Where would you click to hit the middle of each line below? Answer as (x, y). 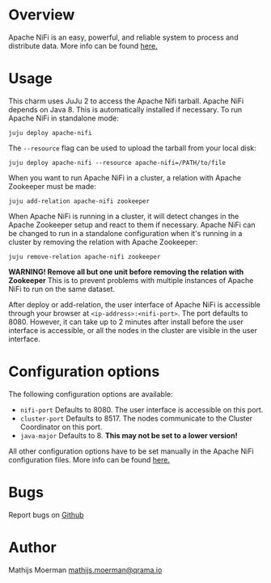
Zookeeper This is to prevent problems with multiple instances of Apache (131, 280)
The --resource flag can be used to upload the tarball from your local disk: (132, 148)
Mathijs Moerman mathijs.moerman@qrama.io (85, 570)
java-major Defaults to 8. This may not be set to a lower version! (129, 435)
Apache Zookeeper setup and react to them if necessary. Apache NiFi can (132, 225)
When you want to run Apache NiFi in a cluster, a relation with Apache (125, 177)
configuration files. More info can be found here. (89, 459)
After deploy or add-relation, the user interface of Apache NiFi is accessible (135, 304)
